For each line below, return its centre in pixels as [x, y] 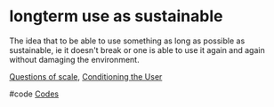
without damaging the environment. [74, 59]
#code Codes [34, 94]
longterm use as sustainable [116, 16]
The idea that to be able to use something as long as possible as [127, 41]
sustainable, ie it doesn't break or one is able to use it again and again [137, 50]
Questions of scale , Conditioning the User [86, 76]
